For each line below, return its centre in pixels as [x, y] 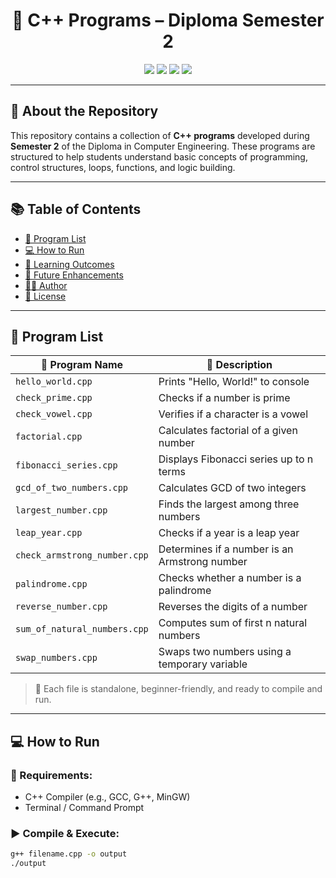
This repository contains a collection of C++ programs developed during [160, 135]
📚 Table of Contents [76, 209]
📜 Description [239, 365]
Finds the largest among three [229, 504]
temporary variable [203, 664]
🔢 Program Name [82, 365]
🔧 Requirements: [51, 775]
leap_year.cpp [49, 533]
